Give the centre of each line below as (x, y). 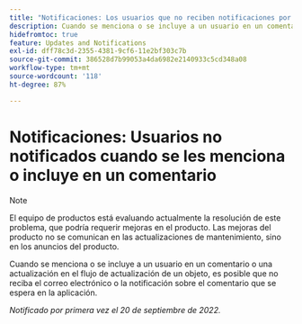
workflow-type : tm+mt (50, 68)
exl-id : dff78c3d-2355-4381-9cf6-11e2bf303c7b (98, 51)
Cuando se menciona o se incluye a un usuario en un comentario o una (141, 264)
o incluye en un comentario (113, 175)
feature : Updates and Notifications (78, 43)
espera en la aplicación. (53, 292)
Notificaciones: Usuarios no (116, 137)
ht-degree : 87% (38, 85)
